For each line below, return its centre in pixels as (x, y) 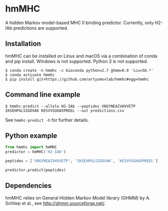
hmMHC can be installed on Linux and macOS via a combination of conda (81, 56)
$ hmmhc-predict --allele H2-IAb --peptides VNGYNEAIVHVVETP (70, 106)
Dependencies (28, 186)
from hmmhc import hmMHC (31, 147)
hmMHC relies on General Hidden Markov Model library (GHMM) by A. (78, 198)
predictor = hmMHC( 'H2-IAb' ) (36, 152)
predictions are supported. (41, 28)
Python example (31, 135)
